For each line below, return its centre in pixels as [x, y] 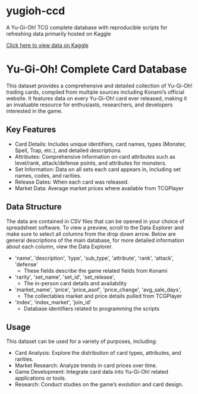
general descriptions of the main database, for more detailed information [95, 240]
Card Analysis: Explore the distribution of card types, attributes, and [98, 353]
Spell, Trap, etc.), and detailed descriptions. [68, 150]
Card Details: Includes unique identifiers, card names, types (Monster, [100, 144]
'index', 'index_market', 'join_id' [53, 302]
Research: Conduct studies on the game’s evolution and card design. [99, 384]
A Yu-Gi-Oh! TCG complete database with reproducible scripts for [87, 27]
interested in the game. [34, 111]
